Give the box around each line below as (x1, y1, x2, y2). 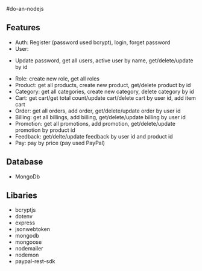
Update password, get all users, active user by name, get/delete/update (14, 57, 194, 64)
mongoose (14, 238, 42, 246)
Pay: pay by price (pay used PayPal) (14, 139, 106, 146)
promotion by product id (14, 126, 75, 134)
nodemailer (14, 245, 43, 252)
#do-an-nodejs (6, 5, 44, 12)
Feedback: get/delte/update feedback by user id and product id (14, 132, 173, 140)
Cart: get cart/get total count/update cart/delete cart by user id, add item (14, 94, 196, 102)
